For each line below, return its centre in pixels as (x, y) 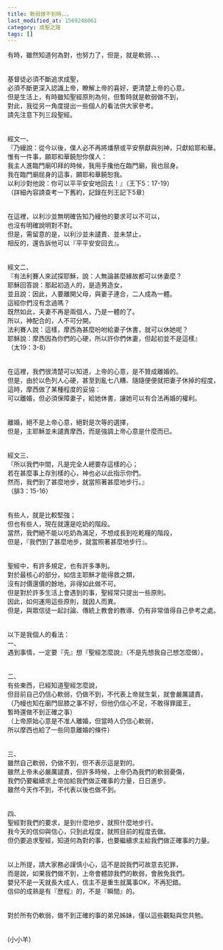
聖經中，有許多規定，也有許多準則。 (61, 566)
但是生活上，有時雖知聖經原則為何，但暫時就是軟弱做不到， (95, 97)
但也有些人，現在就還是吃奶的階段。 (61, 524)
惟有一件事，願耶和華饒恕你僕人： (57, 157)
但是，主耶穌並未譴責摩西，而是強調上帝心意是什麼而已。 (92, 431)
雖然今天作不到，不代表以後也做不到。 (63, 790)
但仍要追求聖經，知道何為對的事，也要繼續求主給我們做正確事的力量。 (110, 841)
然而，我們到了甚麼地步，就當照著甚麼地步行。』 (78, 482)
